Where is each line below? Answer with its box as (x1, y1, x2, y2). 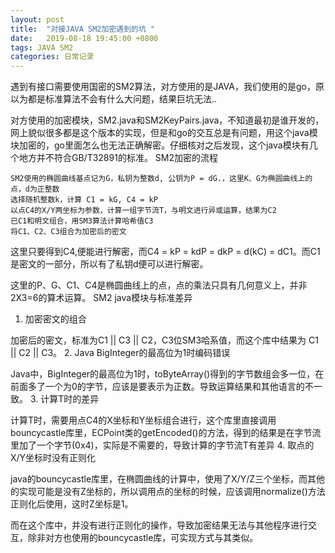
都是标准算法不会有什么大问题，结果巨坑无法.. (27, 93, 218, 105)
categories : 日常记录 (10, 52, 95, 62)
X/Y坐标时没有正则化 (10, 452, 97, 464)
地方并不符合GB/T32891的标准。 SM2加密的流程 (18, 152, 219, 164)
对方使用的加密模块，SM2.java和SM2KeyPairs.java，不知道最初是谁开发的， (10, 114, 325, 126)
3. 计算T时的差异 (29, 393, 100, 405)
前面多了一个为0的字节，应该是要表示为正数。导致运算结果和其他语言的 (10, 381, 305, 393)
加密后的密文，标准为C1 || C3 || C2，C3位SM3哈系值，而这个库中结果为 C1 (10, 334, 319, 346)
